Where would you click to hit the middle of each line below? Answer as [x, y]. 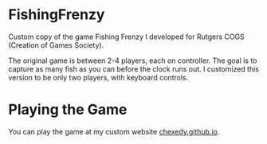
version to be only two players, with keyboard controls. [98, 77]
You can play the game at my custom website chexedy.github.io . [114, 131]
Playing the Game [68, 110]
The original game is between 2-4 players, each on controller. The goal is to [133, 60]
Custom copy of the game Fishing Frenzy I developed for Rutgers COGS [126, 37]
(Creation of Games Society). [56, 45]
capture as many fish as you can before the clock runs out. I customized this [133, 68]
